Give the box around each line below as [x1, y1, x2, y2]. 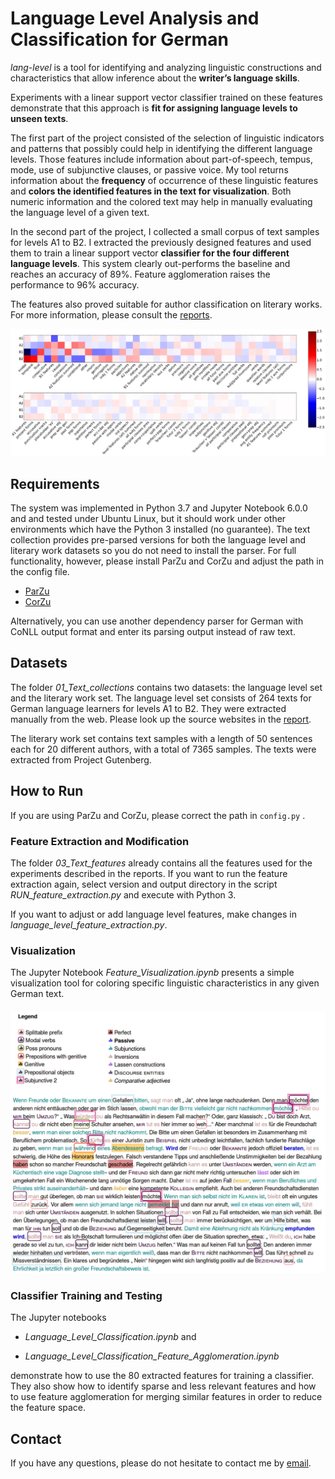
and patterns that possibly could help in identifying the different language [10, 142, 313, 154]
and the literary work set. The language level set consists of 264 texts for [10, 692, 312, 704]
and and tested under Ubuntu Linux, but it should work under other [10, 513, 287, 525]
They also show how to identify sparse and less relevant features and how [10, 1380, 317, 1392]
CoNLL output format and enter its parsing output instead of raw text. [10, 626, 296, 638]
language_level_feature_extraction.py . [10, 918, 168, 931]
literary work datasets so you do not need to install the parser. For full [10, 545, 297, 557]
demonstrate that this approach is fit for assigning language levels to [10, 102, 298, 114]
